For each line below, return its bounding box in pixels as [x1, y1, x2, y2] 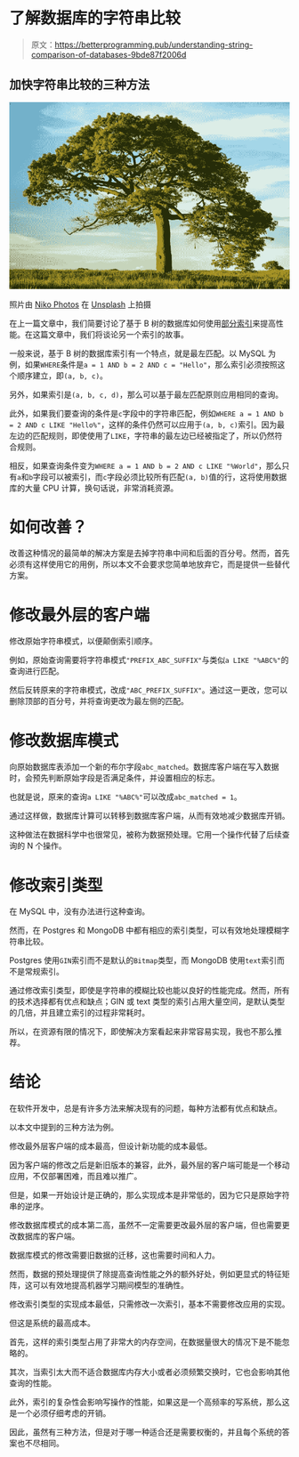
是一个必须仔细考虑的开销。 [9, 1408, 111, 1419]
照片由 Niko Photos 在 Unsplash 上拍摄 [9, 299, 151, 310]
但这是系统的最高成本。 [9, 1318, 95, 1329]
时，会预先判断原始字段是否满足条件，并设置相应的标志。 [9, 773, 220, 783]
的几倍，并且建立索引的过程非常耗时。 [9, 1008, 149, 1018]
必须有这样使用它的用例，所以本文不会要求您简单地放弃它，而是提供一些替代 [9, 559, 290, 570]
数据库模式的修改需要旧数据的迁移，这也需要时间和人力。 [9, 1250, 220, 1260]
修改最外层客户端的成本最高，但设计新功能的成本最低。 [9, 1141, 212, 1152]
